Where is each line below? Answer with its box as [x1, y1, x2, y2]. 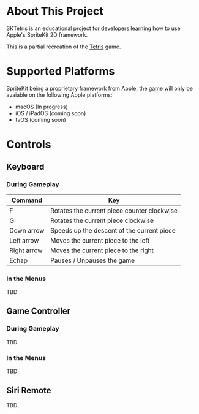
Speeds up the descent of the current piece [50, 226, 176, 235]
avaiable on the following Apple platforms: [6, 91, 113, 99]
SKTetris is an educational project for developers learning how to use [6, 24, 181, 32]
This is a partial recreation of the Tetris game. [6, 43, 121, 50]
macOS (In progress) [15, 103, 69, 110]
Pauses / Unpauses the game [50, 256, 135, 265]
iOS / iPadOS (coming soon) [15, 109, 86, 117]
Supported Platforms [6, 64, 115, 78]
